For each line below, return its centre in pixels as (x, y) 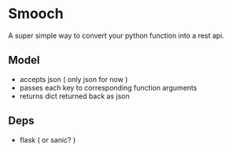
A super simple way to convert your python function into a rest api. (116, 35)
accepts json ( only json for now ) (74, 79)
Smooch (36, 14)
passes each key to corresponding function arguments (108, 87)
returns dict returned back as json (74, 96)
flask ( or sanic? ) (48, 139)
